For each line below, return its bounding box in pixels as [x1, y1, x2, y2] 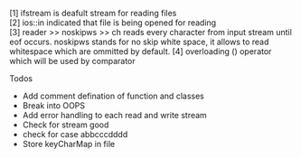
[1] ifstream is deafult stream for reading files [9, 8, 177, 18]
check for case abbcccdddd [22, 129, 128, 139]
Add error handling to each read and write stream [22, 110, 208, 120]
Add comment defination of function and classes [22, 90, 205, 101]
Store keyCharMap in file [22, 139, 116, 149]
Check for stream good [22, 119, 109, 130]
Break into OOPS [22, 100, 86, 111]
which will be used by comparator [9, 56, 136, 66]
